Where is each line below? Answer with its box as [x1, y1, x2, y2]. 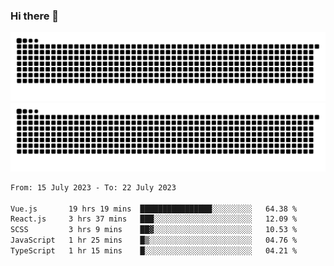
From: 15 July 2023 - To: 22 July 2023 [10, 182, 177, 193]
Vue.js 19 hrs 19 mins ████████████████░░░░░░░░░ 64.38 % [10, 204, 298, 214]
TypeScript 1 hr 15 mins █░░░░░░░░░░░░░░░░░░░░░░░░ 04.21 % [10, 246, 298, 256]
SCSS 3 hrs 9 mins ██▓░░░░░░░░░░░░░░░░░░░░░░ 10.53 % [10, 225, 298, 235]
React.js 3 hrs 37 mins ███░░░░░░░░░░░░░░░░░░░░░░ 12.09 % [10, 214, 298, 224]
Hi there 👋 [10, 9, 60, 23]
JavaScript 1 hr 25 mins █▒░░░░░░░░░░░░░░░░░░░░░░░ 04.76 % [10, 235, 298, 246]
